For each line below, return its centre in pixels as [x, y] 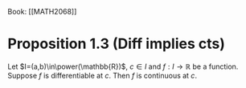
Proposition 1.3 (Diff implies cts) [117, 44]
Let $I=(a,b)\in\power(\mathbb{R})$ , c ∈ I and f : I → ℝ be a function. [123, 66]
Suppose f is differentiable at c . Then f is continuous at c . [102, 75]
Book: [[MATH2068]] [42, 12]
